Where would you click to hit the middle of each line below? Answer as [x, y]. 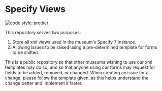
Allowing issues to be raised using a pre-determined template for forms [85, 47]
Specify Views [35, 9]
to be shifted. [26, 52]
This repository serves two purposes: [43, 32]
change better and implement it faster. [44, 83]
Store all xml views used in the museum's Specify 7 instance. [74, 42]
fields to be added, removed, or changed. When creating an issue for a [77, 72]
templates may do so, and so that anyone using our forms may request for [80, 67]
